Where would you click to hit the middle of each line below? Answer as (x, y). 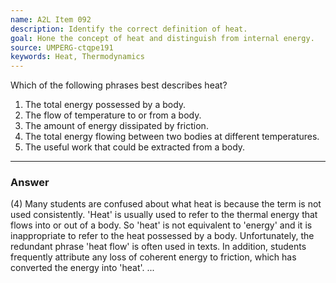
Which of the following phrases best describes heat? (119, 85)
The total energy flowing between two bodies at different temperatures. (172, 137)
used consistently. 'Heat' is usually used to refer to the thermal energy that (164, 215)
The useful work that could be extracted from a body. (135, 147)
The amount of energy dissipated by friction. (116, 126)
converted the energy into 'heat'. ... (82, 268)
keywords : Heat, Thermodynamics (77, 57)
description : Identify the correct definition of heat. (129, 29)
